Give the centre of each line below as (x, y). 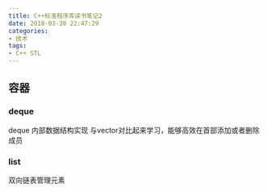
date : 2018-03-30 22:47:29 (54, 23)
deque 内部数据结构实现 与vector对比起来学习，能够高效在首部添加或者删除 (134, 130)
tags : (17, 46)
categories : (28, 31)
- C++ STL (25, 53)
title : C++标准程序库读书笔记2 (55, 16)
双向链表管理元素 (37, 180)
